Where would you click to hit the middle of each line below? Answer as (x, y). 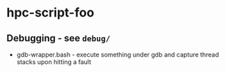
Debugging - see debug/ (58, 38)
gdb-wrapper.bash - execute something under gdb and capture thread (118, 54)
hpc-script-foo (50, 13)
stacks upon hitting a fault (54, 62)
